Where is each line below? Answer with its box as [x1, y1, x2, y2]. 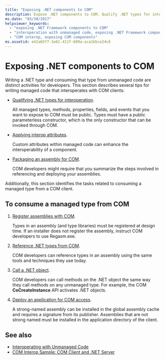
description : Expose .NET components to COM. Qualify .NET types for [5, 12, 151, 17]
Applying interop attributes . [12, 132, 68, 138]
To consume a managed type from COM [5, 200, 130, 209]
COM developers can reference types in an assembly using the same [12, 252, 152, 258]
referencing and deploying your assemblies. [12, 171, 102, 177]
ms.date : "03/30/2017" [5, 16, 52, 21]
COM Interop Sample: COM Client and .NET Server [12, 349, 115, 355]
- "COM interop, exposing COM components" [9, 35, 98, 40]
